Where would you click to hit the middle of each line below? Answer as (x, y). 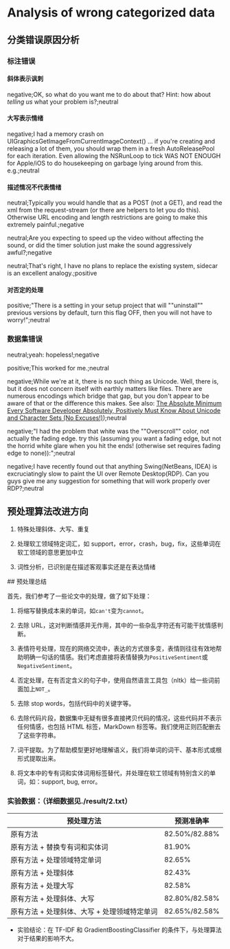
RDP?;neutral (26, 488)
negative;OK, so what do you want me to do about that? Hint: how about (109, 94)
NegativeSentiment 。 (46, 666)
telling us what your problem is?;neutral (63, 102)
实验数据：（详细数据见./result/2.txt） (69, 801)
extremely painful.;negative (46, 225)
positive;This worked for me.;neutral (58, 368)
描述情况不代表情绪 (34, 187)
